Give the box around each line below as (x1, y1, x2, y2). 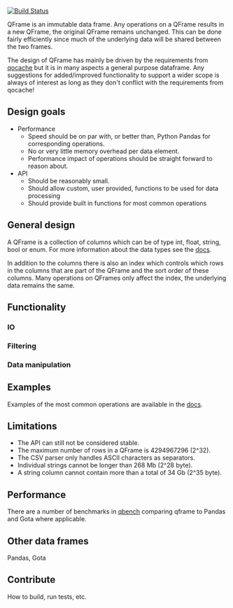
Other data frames (7, 535, 89, 547)
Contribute (7, 574, 56, 586)
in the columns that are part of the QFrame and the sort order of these (7, 266, 209, 274)
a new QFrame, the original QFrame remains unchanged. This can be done (7, 28, 222, 36)
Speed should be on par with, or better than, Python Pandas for (27, 132, 211, 140)
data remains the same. (7, 281, 75, 290)
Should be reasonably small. (27, 176, 110, 185)
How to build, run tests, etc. (7, 592, 87, 601)
